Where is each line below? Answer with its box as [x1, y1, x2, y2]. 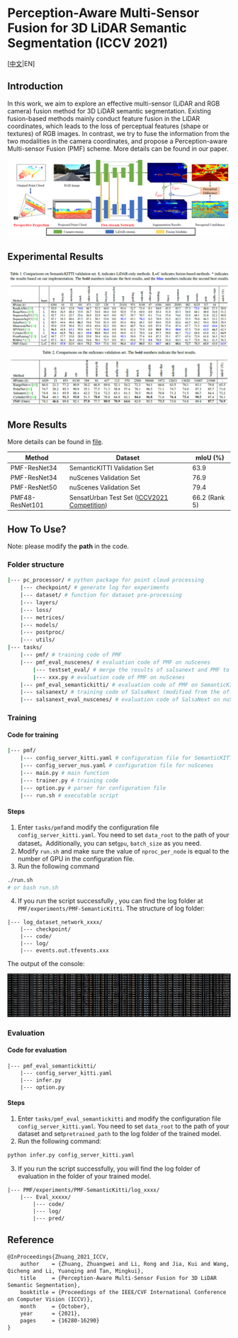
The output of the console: [7, 960, 85, 968]
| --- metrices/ [20, 614, 65, 621]
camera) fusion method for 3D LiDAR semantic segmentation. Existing [7, 106, 211, 115]
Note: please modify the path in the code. [7, 542, 130, 550]
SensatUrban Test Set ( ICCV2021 [69, 493, 169, 501]
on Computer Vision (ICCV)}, [7, 1296, 93, 1303]
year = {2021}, [20, 1310, 81, 1317]
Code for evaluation [7, 1045, 67, 1054]
